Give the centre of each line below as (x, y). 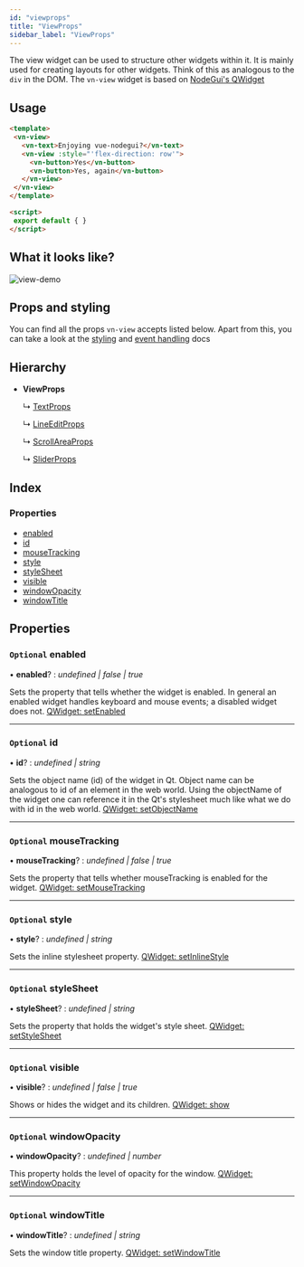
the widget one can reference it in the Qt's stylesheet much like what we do (150, 799)
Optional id (34, 742)
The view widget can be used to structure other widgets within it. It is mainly (152, 61)
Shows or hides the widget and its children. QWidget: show (120, 1104)
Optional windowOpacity (65, 1136)
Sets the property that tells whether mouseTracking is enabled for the (139, 878)
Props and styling (60, 307)
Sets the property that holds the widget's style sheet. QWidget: (127, 1026)
